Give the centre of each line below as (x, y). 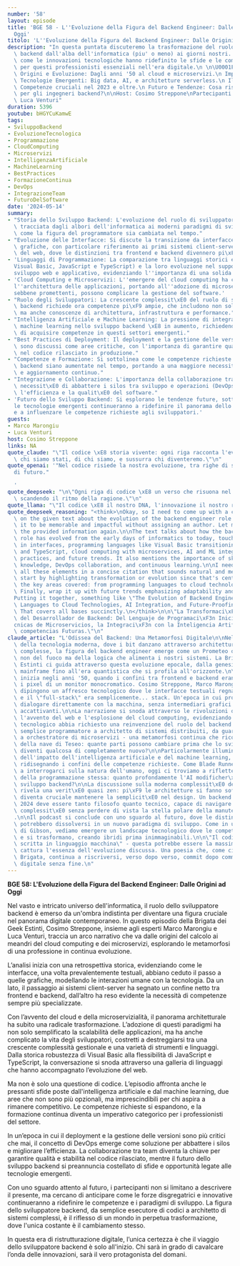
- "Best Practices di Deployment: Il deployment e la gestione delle (113, 339)
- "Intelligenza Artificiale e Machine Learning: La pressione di (108, 320)
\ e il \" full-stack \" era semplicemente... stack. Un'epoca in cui (118, 698)
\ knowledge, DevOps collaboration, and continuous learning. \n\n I (116, 565)
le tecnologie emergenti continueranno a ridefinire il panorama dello (123, 406)
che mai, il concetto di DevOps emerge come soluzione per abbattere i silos (119, 1143)
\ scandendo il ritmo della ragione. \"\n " (78, 498)
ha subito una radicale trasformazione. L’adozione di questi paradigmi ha (114, 1024)
